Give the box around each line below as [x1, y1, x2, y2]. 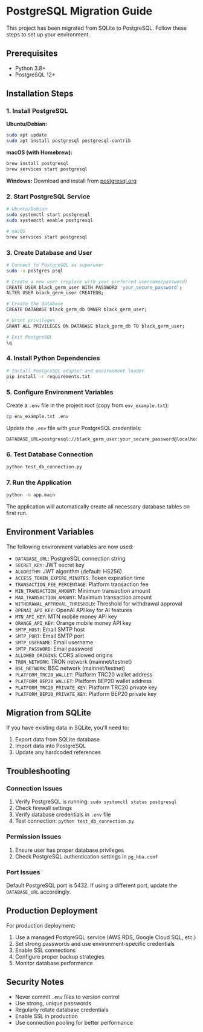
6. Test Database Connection [6, 450, 94, 459]
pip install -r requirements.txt [6, 373, 91, 380]
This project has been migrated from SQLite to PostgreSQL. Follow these [6, 24, 187, 32]
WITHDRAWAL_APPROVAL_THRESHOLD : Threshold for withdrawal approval [14, 599, 182, 607]
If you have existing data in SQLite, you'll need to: [6, 724, 129, 731]
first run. [6, 510, 28, 517]
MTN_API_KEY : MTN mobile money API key [14, 613, 117, 620]
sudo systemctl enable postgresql [6, 217, 94, 223]
